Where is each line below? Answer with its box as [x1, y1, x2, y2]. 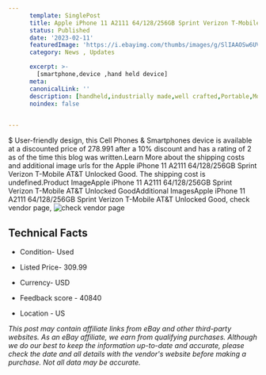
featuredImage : [28, 41, 80, 49]
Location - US [19, 308, 66, 318]
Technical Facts [8, 226, 89, 239]
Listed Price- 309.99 [19, 262, 87, 272]
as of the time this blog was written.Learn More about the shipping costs [8, 152, 245, 163]
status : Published [28, 26, 90, 34]
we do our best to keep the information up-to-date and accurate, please [8, 340, 245, 350]
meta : [28, 77, 47, 86]
